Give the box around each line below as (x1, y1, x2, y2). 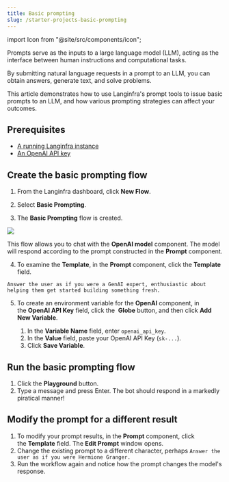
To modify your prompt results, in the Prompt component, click (16, 432, 195, 440)
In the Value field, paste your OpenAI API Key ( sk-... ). (27, 334, 181, 342)
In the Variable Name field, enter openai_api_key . (27, 327, 166, 335)
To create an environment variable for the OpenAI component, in (16, 299, 200, 307)
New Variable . (16, 314, 58, 322)
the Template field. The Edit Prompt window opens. (16, 439, 164, 447)
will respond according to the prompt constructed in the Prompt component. (7, 247, 223, 255)
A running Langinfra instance (16, 142, 99, 151)
